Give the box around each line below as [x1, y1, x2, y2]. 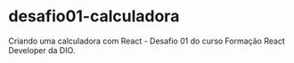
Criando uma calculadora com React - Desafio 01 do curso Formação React [8, 35, 286, 46]
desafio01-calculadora [8, 6, 180, 27]
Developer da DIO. [8, 44, 76, 55]
